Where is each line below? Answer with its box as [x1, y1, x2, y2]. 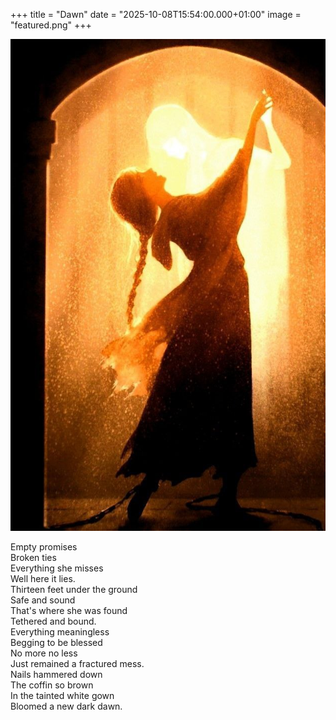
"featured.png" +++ [10, 19, 92, 31]
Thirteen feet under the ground [10, 584, 138, 596]
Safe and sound [10, 594, 76, 606]
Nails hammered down [10, 669, 103, 681]
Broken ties [10, 552, 57, 564]
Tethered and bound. [10, 615, 97, 628]
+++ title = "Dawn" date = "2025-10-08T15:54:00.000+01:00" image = [10, 9, 302, 20]
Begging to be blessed [10, 637, 103, 649]
